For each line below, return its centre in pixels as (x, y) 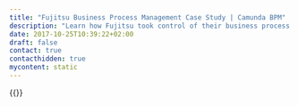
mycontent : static (43, 68)
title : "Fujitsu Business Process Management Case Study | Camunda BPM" (148, 17)
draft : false (34, 42)
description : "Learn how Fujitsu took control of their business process (150, 26)
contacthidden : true (48, 59)
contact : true (36, 51)
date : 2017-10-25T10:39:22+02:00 (72, 34)
